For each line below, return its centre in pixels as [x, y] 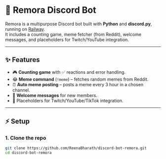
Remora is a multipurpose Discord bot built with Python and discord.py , [79, 24]
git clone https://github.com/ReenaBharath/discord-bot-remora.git [76, 148]
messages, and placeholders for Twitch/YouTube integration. [67, 40]
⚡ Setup [17, 122]
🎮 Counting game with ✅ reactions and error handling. [69, 72]
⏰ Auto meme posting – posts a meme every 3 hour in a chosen [78, 84]
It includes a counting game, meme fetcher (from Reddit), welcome [73, 34]
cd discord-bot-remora [28, 153]
